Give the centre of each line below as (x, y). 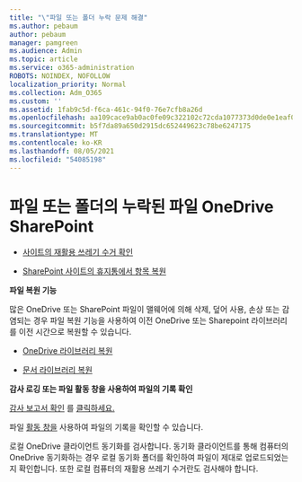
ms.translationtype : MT (54, 135)
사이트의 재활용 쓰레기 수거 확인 (77, 252)
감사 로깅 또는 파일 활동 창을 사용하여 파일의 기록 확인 (101, 389)
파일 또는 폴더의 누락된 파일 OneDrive (142, 206)
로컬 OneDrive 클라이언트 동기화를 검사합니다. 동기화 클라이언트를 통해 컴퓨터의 (149, 446)
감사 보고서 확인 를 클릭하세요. (62, 408)
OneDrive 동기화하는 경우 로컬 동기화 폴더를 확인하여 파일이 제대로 (126, 458)
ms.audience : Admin (46, 51)
